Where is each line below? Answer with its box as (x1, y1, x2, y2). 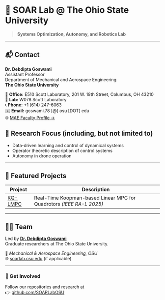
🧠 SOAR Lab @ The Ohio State (5, 4, 129, 16)
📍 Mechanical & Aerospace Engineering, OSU (5, 250, 98, 256)
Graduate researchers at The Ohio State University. (5, 241, 109, 247)
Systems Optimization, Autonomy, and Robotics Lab (17, 31, 126, 37)
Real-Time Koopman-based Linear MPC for (34, 194, 136, 201)
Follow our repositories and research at (5, 284, 84, 290)
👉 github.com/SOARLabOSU (5, 290, 65, 296)
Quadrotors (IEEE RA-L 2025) (34, 201, 104, 208)
